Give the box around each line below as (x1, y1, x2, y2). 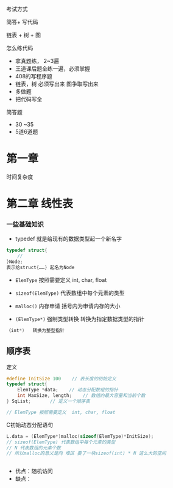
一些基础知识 (6, 220, 44, 229)
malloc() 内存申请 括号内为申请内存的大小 (15, 302, 121, 309)
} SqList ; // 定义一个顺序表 (6, 398, 90, 405)
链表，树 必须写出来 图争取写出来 (15, 80, 99, 87)
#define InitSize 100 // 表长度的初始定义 (6, 375, 117, 382)
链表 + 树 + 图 (6, 31, 41, 39)
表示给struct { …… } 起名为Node (6, 265, 75, 271)
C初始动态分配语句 (6, 421, 54, 428)
